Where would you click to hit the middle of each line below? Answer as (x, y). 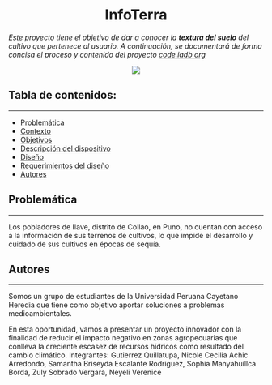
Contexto (35, 130)
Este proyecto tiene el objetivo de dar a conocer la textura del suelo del (129, 37)
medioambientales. (40, 314)
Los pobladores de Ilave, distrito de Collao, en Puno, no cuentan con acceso (136, 227)
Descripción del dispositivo (65, 148)
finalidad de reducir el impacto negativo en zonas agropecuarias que (123, 338)
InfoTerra (136, 15)
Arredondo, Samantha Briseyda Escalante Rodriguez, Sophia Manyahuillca (132, 364)
